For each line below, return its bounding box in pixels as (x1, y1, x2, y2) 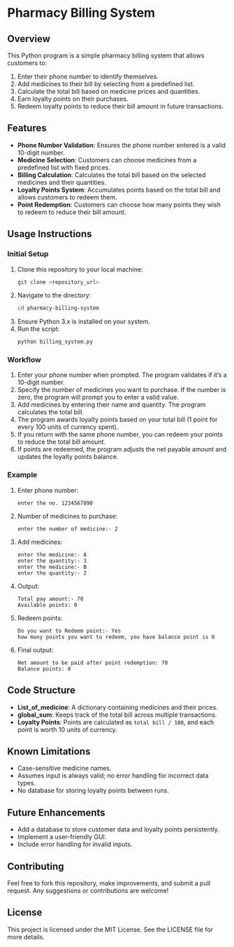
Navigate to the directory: (17, 291, 92, 300)
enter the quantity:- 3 (17, 557, 87, 564)
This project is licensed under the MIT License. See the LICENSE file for (7, 925, 214, 934)
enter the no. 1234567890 (17, 499, 93, 507)
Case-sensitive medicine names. (17, 764, 112, 773)
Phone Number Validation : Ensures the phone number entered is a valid (17, 141, 226, 149)
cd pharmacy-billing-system (17, 304, 99, 312)
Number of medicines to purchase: (17, 512, 118, 520)
